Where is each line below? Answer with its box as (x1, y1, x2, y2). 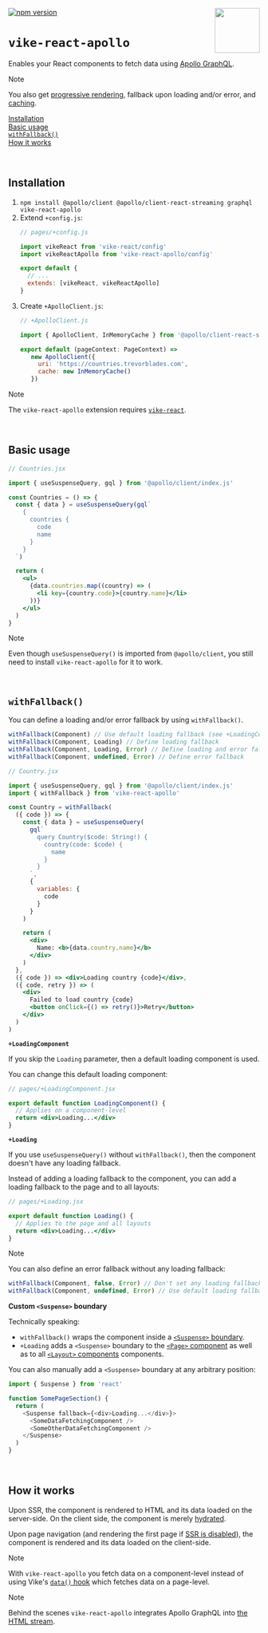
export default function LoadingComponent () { (8, 1099, 166, 1107)
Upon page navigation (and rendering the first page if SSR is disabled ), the (8, 1528, 254, 1539)
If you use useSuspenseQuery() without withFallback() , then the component (8, 1150, 256, 1159)
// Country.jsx (8, 767, 59, 775)
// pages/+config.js (19, 228, 89, 236)
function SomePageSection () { (8, 1394, 109, 1402)
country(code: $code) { (43, 840, 124, 849)
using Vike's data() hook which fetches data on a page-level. (8, 1576, 210, 1587)
